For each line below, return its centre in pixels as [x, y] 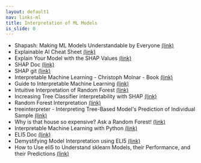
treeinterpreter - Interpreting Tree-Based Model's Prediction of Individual [105, 109]
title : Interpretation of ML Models [51, 23]
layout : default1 [27, 12]
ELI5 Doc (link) [32, 135]
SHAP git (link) [32, 71]
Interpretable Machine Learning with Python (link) [76, 128]
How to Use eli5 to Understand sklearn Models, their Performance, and [102, 147]
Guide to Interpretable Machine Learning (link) [72, 84]
